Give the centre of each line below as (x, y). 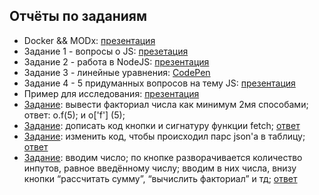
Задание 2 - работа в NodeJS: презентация (116, 61)
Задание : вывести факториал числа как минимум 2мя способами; (166, 104)
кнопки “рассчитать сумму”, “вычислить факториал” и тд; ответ (160, 178)
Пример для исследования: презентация (111, 93)
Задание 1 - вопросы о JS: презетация (106, 51)
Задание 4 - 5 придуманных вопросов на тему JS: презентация (159, 83)
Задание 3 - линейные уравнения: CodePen (117, 72)
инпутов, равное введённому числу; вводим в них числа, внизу (160, 168)
